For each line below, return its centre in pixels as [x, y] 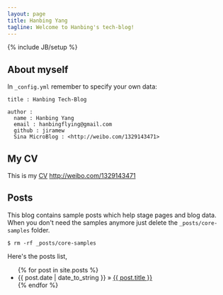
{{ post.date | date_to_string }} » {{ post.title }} [85, 277]
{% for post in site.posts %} [58, 269]
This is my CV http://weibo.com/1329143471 [72, 176]
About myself [38, 69]
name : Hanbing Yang [44, 118]
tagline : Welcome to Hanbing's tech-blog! [71, 27]
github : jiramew [39, 131]
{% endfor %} [38, 285]
